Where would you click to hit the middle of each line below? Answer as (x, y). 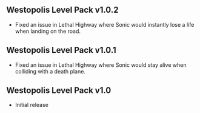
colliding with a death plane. (50, 71)
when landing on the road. (48, 31)
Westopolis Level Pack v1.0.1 (61, 50)
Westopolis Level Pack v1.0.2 (62, 10)
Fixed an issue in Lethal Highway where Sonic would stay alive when (101, 65)
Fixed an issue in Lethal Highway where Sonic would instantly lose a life (105, 24)
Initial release (32, 105)
